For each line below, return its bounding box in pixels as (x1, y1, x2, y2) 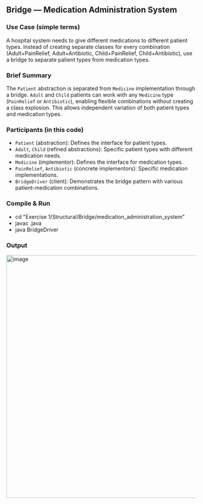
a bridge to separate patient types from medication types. (6, 56, 150, 63)
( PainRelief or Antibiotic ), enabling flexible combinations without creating (6, 97, 193, 105)
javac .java (14, 219, 42, 227)
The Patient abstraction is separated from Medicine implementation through (6, 85, 195, 92)
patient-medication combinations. (14, 184, 100, 192)
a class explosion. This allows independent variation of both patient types (6, 104, 190, 111)
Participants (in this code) (6, 125, 84, 134)
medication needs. (14, 152, 62, 160)
